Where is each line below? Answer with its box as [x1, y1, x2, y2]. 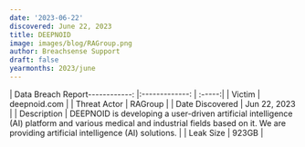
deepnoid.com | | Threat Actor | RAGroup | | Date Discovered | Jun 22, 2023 [9, 98, 296, 109]
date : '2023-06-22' [9, 13, 84, 23]
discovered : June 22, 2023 [9, 22, 112, 31]
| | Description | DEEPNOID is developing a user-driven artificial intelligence [9, 108, 293, 119]
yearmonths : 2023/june [9, 64, 96, 73]
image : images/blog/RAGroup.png [9, 38, 132, 48]
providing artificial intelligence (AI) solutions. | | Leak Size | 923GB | [9, 127, 264, 138]
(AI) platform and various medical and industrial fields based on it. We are [9, 117, 286, 128]
